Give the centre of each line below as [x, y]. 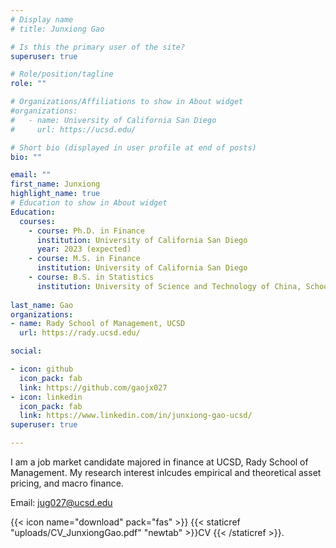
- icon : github [42, 369]
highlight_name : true [55, 194]
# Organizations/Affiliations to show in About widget [127, 102]
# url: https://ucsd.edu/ [73, 129]
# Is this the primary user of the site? [98, 47]
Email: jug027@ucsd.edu [61, 502]
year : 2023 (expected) [84, 249]
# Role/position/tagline [62, 74]
